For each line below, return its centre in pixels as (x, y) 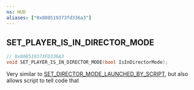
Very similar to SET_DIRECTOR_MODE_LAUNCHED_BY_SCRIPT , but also (97, 74)
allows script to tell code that (43, 81)
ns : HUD (16, 12)
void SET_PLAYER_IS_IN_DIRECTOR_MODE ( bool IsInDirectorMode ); (87, 62)
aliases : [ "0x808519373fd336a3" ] (49, 18)
